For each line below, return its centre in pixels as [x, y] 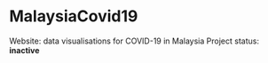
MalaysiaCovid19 [74, 16]
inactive [24, 50]
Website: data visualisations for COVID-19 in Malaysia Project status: [134, 41]
